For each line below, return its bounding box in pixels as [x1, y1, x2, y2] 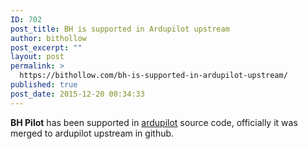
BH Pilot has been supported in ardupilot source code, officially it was [10, 116, 298, 128]
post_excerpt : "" [10, 42, 83, 53]
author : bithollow [10, 33, 87, 43]
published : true [10, 80, 78, 90]
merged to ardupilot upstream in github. [10, 127, 175, 139]
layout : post [10, 52, 65, 62]
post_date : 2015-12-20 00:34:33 [10, 89, 145, 99]
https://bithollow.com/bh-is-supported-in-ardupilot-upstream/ [19, 71, 288, 81]
